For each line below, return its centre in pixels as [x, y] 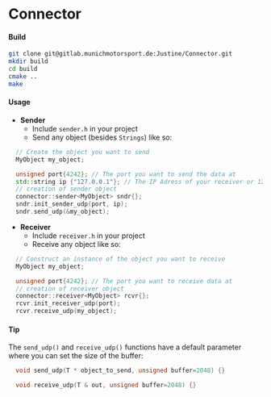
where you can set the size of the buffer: [76, 356]
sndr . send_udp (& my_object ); [63, 212]
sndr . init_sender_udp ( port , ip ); [72, 204]
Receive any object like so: [76, 244]
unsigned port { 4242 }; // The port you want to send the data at [126, 174]
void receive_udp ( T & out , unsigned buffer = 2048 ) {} [106, 385]
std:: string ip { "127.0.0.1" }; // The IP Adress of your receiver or [135, 182]
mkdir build [28, 61]
